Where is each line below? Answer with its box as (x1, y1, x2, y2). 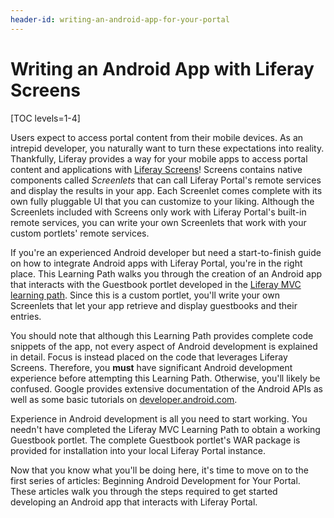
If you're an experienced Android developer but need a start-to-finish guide (10, 246, 322, 258)
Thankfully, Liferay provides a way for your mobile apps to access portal (10, 152, 308, 165)
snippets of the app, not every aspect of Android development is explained (10, 340, 318, 352)
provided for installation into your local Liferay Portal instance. (10, 444, 266, 456)
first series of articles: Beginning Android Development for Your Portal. (10, 474, 301, 486)
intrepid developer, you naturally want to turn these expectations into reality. (10, 142, 325, 154)
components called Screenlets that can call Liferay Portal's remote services (10, 174, 322, 186)
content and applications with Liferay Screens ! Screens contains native (10, 163, 303, 175)
